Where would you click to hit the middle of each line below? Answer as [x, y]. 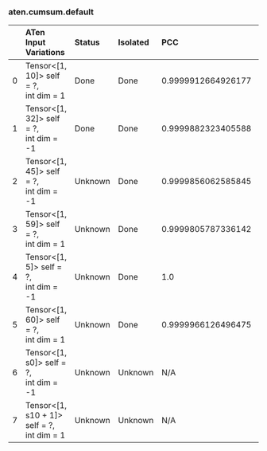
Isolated [133, 42]
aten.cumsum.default [51, 12]
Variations [45, 53]
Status [87, 42]
